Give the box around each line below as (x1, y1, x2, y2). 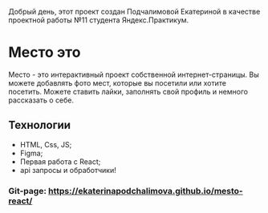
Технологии (8, 119, 71, 132)
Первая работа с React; (19, 156, 101, 167)
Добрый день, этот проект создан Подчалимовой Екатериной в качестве (8, 7, 261, 16)
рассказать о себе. (8, 95, 75, 105)
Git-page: (8, 185, 47, 196)
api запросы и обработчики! (19, 165, 116, 175)
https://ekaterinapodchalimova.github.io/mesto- (47, 185, 243, 196)
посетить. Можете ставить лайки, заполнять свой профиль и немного (8, 86, 249, 96)
